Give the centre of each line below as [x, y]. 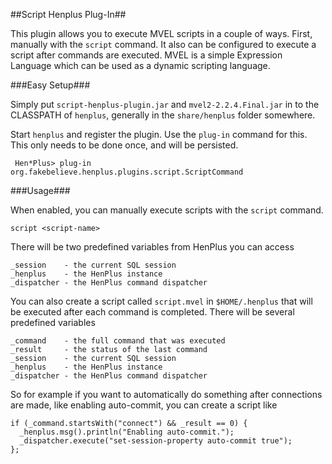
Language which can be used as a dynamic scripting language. [140, 65]
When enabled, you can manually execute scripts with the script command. [167, 210]
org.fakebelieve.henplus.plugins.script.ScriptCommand [127, 172]
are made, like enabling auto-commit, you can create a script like [144, 405]
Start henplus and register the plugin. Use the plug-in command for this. [159, 134]
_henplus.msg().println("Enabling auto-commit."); [127, 432]
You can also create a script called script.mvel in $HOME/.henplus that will [161, 301]
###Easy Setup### [50, 85]
